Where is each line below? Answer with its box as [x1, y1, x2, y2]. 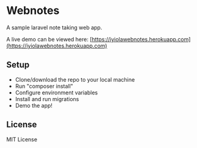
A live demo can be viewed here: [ [6, 35, 93, 43]
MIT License [6, 135, 38, 143]
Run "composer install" [15, 82, 73, 90]
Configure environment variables [15, 89, 98, 96]
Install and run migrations [15, 95, 79, 102]
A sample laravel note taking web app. [6, 24, 102, 31]
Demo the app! [15, 102, 53, 109]
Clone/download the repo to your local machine [15, 76, 135, 83]
